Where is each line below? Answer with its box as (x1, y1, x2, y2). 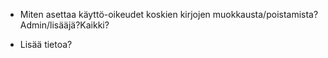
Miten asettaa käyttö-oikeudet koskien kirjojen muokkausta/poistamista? (19, 9, 319, 20)
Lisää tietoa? (19, 39, 73, 50)
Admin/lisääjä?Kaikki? (19, 19, 110, 31)
